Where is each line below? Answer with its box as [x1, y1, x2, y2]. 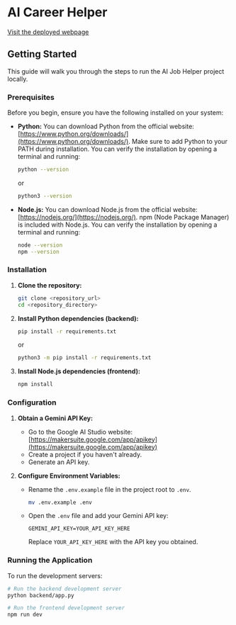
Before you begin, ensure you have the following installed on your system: [7, 108, 224, 117]
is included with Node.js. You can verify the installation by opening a [17, 220, 218, 229]
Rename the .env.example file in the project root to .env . [28, 485, 191, 493]
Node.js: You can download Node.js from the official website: [17, 205, 198, 213]
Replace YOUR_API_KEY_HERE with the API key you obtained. [28, 538, 198, 546]
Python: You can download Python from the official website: [17, 122, 195, 131]
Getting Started [7, 48, 77, 60]
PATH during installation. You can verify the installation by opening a [17, 145, 218, 153]
